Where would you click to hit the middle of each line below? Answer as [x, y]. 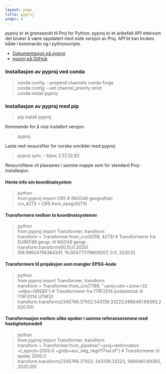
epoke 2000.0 [32, 356]
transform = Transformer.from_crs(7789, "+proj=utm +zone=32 [82, 286]
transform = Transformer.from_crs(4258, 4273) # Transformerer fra [86, 237]
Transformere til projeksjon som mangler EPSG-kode [61, 264]
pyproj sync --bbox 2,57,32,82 [48, 156]
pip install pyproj [34, 117]
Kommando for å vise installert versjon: [45, 126]
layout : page [19, 10]
